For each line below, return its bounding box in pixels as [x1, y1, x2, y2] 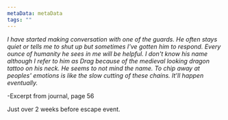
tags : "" [7, 16, 32, 23]
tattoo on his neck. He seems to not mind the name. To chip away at [7, 64, 201, 72]
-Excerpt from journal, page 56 [7, 91, 94, 100]
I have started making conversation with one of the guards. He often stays [7, 35, 218, 43]
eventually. [7, 78, 38, 87]
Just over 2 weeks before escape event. [7, 105, 121, 113]
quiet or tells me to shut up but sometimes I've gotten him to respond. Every [7, 42, 221, 50]
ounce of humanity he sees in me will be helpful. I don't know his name [7, 49, 207, 58]
